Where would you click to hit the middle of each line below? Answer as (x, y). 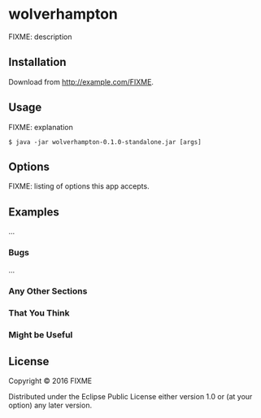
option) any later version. (50, 405)
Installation (37, 62)
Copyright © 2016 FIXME (50, 381)
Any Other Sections (48, 291)
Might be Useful (41, 335)
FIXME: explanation (41, 127)
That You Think (39, 313)
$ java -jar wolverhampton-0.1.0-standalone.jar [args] (105, 142)
